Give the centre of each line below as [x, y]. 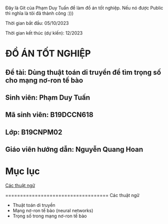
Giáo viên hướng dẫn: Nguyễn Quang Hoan [74, 149]
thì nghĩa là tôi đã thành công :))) [39, 13]
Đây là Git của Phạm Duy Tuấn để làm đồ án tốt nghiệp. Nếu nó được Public [85, 8]
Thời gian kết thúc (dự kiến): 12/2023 [44, 33]
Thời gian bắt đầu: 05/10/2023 [37, 23]
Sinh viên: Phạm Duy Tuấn [48, 97]
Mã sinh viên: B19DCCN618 [49, 115]
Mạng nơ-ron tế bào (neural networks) [53, 211]
